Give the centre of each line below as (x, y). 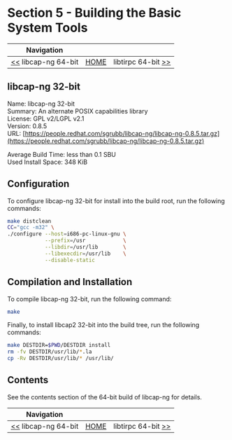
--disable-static (70, 260)
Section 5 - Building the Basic (94, 13)
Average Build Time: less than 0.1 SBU (62, 154)
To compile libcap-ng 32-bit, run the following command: (89, 298)
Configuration (38, 184)
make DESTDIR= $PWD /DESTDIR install (59, 345)
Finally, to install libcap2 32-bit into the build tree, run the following (103, 325)
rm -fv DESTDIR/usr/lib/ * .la (50, 352)
